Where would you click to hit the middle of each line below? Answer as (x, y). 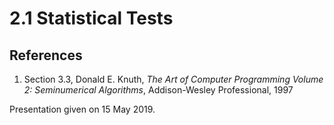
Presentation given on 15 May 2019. (82, 109)
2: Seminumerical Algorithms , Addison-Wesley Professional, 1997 (158, 90)
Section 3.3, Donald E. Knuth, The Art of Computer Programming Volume (173, 79)
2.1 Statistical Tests (91, 18)
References (46, 55)
